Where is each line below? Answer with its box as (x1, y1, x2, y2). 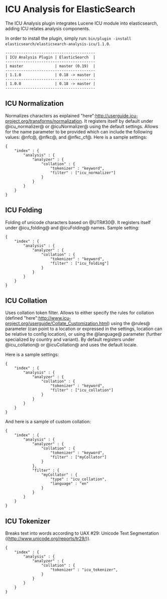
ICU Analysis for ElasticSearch (5, 4, 136, 15)
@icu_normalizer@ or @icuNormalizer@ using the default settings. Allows (5, 123, 158, 129)
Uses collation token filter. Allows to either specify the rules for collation (5, 310, 154, 316)
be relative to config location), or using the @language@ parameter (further (5, 331, 162, 337)
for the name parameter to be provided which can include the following (5, 128, 152, 134)
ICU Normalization (5, 99, 64, 108)
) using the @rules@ (108, 321, 150, 327)
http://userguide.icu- (95, 112, 138, 119)
